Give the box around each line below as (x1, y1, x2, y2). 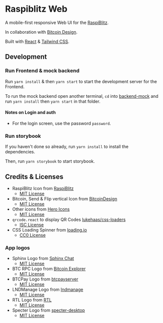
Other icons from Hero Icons (12, 206, 70, 212)
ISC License (19, 221, 44, 228)
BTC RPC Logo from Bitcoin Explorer (12, 266, 86, 272)
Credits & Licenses (5, 172, 64, 181)
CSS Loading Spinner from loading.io (12, 227, 87, 233)
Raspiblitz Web (5, 3, 68, 15)
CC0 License (19, 232, 46, 238)
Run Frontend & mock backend (5, 67, 80, 74)
